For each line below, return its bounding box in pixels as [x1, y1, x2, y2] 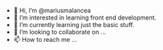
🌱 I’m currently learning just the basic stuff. [13, 21, 134, 28]
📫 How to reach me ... [13, 36, 77, 43]
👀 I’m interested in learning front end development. [13, 14, 157, 22]
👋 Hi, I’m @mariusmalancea [13, 7, 91, 14]
